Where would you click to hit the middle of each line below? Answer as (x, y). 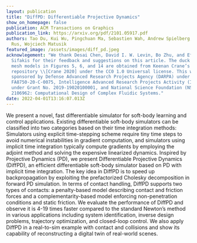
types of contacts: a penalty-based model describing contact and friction (95, 190)
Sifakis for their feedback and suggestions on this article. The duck (101, 60)
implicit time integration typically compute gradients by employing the (90, 146)
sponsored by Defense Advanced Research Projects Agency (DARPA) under (101, 77)
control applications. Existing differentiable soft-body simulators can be (92, 121)
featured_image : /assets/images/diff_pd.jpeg (62, 50)
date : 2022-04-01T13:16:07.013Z (45, 98)
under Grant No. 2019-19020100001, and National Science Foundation (97, 88)
